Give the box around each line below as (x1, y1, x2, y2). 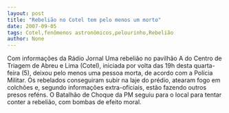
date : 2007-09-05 (7, 23, 57, 29)
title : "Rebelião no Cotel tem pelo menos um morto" (7, 16, 162, 23)
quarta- (193, 62, 215, 70)
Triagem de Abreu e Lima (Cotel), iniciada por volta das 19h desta (7, 62, 193, 70)
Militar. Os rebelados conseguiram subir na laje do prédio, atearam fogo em (7, 76, 221, 84)
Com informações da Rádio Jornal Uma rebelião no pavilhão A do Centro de (7, 54, 222, 62)
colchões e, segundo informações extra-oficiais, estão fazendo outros (7, 84, 207, 92)
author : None (7, 36, 45, 42)
